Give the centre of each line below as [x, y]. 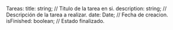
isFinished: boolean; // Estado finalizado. [55, 21]
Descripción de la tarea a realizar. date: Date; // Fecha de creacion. [87, 15]
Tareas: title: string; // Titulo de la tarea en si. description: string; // [86, 9]
